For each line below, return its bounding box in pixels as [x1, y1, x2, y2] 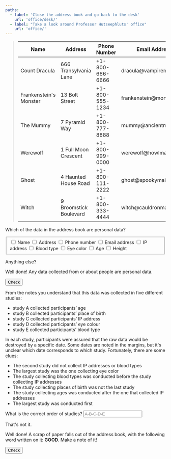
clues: [5, 353, 18, 359]
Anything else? [5, 258, 37, 265]
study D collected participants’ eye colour [12, 321, 100, 327]
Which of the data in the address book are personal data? [5, 227, 126, 233]
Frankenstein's [20, 91, 56, 98]
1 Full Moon [60, 146, 89, 153]
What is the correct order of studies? [5, 411, 82, 417]
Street [60, 98, 75, 105]
